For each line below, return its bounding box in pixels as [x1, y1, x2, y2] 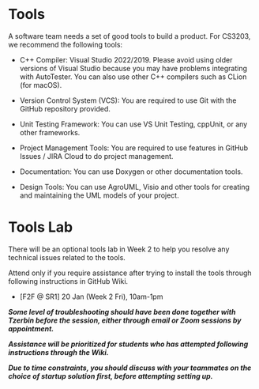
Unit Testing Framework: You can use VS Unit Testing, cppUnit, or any [19, 119, 248, 129]
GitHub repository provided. [19, 104, 111, 113]
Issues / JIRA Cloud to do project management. [19, 151, 174, 161]
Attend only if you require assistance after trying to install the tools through [8, 268, 252, 278]
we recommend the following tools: [8, 40, 123, 49]
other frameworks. [19, 127, 81, 137]
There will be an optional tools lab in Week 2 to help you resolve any [8, 244, 230, 254]
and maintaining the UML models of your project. [19, 191, 179, 200]
